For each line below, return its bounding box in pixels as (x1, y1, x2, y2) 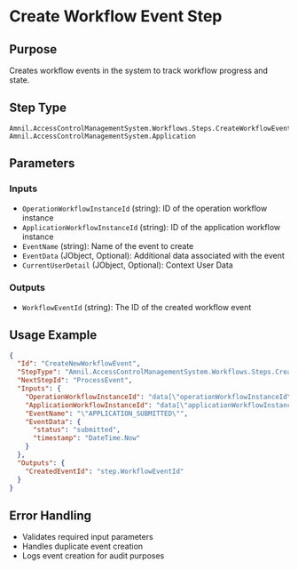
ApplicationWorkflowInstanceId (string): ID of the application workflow (21, 221, 281, 232)
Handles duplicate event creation (21, 541, 144, 552)
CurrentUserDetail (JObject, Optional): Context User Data (21, 260, 233, 270)
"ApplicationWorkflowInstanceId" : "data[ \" (25, 400, 189, 410)
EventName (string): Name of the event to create (21, 240, 194, 251)
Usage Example (9, 327, 98, 343)
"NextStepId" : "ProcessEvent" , (17, 376, 133, 385)
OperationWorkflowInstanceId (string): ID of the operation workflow (21, 203, 268, 213)
